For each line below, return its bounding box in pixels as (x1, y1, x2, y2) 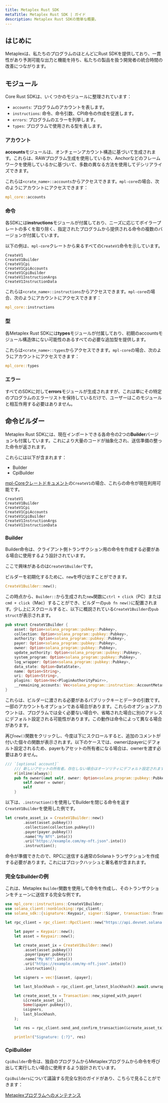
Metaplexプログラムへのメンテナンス (5, 1092, 81, 1098)
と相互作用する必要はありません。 (5, 401, 75, 407)
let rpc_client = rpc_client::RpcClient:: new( (5, 920, 104, 925)
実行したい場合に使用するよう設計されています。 (18, 1065, 118, 1071)
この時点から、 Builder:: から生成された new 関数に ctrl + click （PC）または (5, 593, 161, 599)
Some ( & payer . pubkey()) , (23, 1002, 72, 1007)
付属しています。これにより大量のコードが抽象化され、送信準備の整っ (18, 437, 162, 443)
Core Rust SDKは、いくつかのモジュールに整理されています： (5, 94, 132, 99)
